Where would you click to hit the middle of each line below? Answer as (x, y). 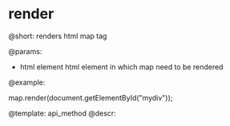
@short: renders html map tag (58, 36)
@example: (27, 82)
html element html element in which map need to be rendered (121, 67)
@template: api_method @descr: (62, 113)
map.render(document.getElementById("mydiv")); (91, 97)
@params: (25, 51)
